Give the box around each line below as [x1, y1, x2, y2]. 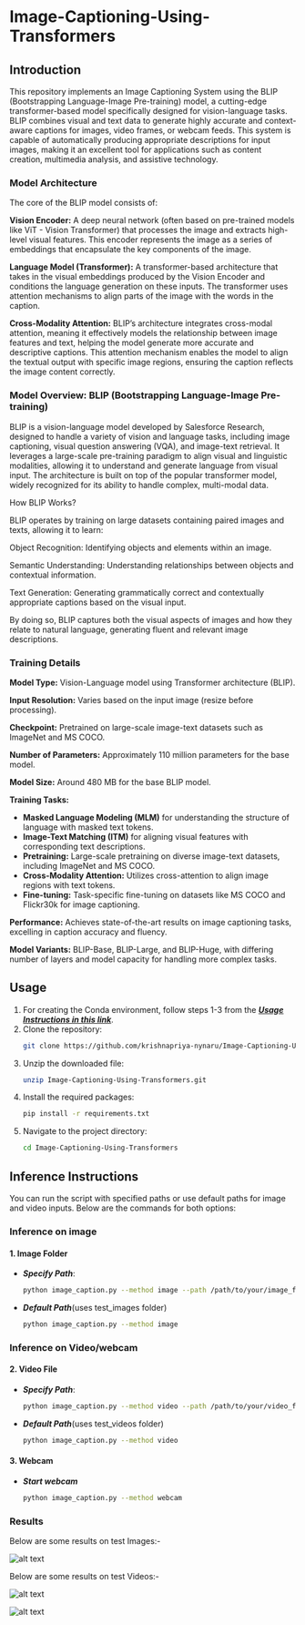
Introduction [9, 62, 82, 77]
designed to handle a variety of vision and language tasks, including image [9, 431, 290, 442]
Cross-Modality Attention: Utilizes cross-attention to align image [22, 870, 269, 881]
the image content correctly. [9, 366, 116, 377]
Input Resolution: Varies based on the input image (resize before [9, 694, 254, 705]
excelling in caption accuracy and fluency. [9, 926, 168, 937]
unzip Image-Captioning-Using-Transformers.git [22, 1075, 207, 1085]
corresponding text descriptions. [22, 841, 146, 852]
